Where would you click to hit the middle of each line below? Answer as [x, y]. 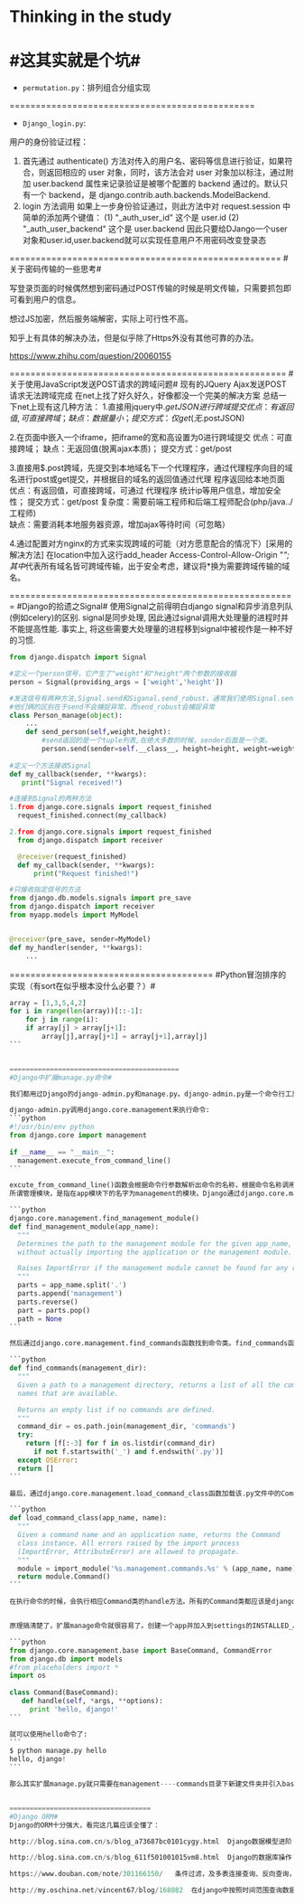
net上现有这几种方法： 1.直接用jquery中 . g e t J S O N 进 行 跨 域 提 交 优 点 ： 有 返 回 [155, 407]
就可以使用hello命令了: [49, 1734]
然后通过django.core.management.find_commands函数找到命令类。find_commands [149, 1343]
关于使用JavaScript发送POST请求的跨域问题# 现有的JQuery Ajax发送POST [148, 384]
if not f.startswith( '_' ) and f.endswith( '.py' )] [128, 1452]
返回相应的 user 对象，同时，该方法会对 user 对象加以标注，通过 [166, 173]
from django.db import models [66, 1659]
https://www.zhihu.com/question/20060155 [90, 356]
